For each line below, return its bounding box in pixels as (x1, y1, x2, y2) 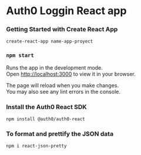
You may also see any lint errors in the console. (6, 88, 120, 95)
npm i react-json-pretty (6, 143, 67, 149)
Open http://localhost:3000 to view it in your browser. (6, 70, 136, 77)
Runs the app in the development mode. (6, 64, 103, 71)
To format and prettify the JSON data (6, 130, 113, 138)
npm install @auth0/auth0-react (6, 116, 85, 122)
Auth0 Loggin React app (6, 4, 127, 18)
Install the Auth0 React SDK (6, 103, 87, 111)
